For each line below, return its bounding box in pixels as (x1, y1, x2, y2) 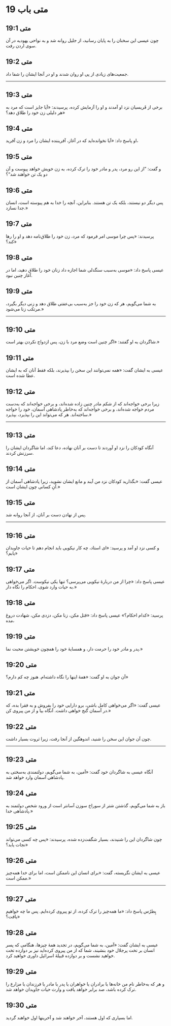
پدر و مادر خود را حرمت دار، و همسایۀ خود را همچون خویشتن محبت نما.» (6, 646, 143, 652)
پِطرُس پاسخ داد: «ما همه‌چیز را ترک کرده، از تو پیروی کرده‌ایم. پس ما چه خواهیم (6, 908, 157, 914)
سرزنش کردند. (6, 450, 34, 456)
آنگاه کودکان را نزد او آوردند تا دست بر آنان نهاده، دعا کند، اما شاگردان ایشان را (6, 444, 154, 451)
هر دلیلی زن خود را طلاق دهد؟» (6, 109, 65, 115)
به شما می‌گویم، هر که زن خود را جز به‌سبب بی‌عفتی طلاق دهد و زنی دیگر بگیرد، (6, 300, 156, 306)
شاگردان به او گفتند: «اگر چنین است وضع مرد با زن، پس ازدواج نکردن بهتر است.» (6, 339, 160, 345)
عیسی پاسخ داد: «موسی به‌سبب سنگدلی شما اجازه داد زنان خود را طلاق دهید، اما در (6, 267, 164, 273)
